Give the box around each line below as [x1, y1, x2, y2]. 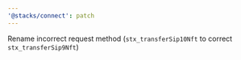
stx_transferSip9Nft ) [7, 42, 80, 52]
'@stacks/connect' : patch [7, 11, 94, 20]
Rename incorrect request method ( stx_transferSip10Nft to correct [7, 34, 233, 43]
